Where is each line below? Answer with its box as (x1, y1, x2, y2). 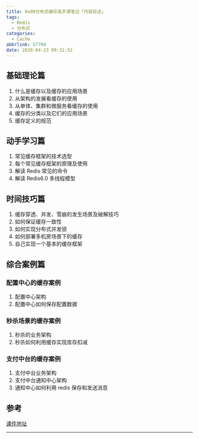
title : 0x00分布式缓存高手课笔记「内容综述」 (6, 8, 107, 15)
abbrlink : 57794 (6, 42, 46, 48)
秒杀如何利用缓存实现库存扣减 (14, 338, 88, 346)
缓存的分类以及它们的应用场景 (14, 109, 88, 117)
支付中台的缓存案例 (6, 355, 61, 363)
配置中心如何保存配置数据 (14, 300, 78, 308)
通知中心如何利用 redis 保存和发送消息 (14, 384, 108, 391)
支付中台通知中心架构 (14, 377, 67, 384)
